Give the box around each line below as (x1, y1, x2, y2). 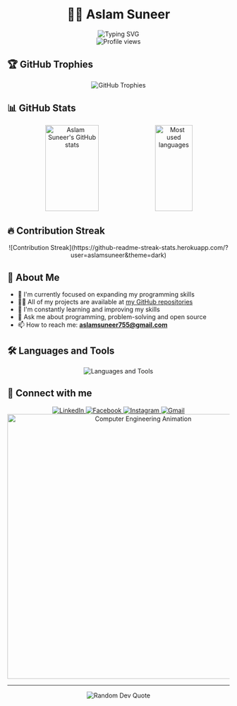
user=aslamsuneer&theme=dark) (70, 251, 167, 260)
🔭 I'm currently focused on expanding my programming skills (17, 290, 195, 299)
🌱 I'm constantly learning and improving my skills (17, 305, 160, 313)
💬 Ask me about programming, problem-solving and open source (17, 313, 207, 321)
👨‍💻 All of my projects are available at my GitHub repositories (17, 298, 193, 306)
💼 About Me (7, 271, 60, 283)
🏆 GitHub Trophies (7, 59, 94, 71)
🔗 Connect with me (7, 388, 92, 400)
